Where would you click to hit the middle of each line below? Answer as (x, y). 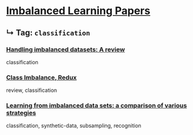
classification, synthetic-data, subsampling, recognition (74, 126)
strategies (21, 113)
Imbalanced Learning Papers (78, 11)
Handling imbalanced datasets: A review (66, 50)
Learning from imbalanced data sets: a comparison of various (97, 106)
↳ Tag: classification (48, 33)
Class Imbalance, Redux (41, 77)
